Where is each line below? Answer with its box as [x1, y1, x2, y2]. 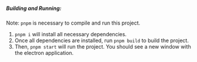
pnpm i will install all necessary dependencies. [14, 30, 127, 37]
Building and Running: [6, 5, 62, 12]
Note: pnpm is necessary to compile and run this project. [6, 19, 141, 26]
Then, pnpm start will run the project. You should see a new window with [14, 43, 191, 50]
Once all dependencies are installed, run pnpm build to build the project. [14, 37, 189, 44]
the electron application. [14, 49, 74, 56]
